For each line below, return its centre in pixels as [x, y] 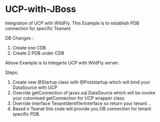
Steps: [12, 72]
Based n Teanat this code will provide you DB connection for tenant [82, 108]
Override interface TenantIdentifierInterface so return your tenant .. [81, 103]
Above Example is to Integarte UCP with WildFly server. [62, 62]
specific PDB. [26, 114]
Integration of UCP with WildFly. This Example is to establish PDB [72, 23]
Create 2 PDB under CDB [38, 53]
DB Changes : [19, 38]
